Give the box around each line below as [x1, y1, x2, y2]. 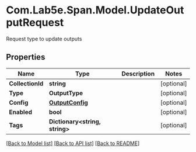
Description [121, 70, 155, 78]
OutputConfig [48, 98, 89, 106]
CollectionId [9, 80, 44, 88]
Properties [6, 52, 45, 62]
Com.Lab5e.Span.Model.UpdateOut [6, 4, 184, 17]
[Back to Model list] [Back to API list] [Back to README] [6, 140, 140, 147]
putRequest [6, 16, 64, 29]
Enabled [9, 108, 33, 116]
